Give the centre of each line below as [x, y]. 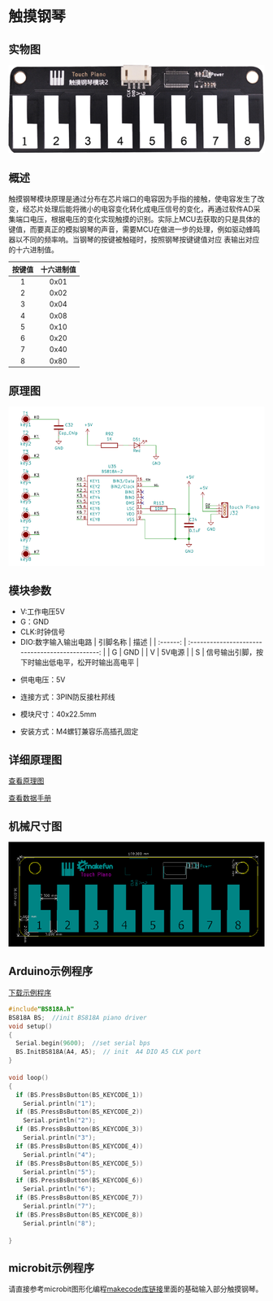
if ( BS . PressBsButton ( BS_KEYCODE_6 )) [80, 1181]
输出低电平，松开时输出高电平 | [87, 663]
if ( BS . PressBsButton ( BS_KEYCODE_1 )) [80, 1094]
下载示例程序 [30, 992]
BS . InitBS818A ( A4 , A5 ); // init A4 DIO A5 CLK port [108, 1052]
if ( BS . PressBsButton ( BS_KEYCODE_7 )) [80, 1198]
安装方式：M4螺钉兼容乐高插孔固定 [79, 732]
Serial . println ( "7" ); [59, 1207]
